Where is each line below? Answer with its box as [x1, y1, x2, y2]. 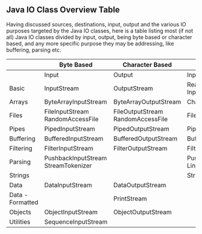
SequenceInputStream [44, 217, 108, 226]
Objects [9, 208, 31, 216]
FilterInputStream [44, 144, 94, 152]
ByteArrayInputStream [44, 97, 107, 106]
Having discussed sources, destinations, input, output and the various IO [6, 20, 186, 28]
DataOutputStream [113, 181, 167, 189]
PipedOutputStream [113, 124, 170, 133]
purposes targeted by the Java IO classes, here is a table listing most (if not [6, 27, 194, 34]
